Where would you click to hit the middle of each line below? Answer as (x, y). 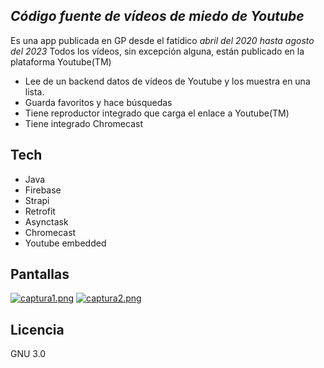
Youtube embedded (65, 243)
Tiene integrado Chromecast (83, 123)
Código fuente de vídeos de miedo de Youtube (157, 16)
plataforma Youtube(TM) (61, 61)
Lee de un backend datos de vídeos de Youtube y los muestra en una (167, 81)
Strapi (37, 200)
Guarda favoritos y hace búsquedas (98, 102)
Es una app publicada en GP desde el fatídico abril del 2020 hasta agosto (162, 40)
